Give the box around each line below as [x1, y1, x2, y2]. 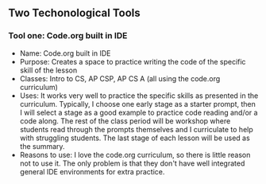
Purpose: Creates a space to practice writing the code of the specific [19, 57, 246, 66]
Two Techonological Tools [8, 6, 141, 20]
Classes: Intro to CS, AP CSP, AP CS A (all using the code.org [19, 73, 221, 83]
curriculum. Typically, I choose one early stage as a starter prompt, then [19, 99, 256, 108]
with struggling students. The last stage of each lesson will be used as [19, 133, 250, 143]
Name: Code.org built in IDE [19, 48, 111, 58]
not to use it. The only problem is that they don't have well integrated [19, 159, 245, 168]
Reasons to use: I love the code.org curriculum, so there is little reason [19, 150, 251, 159]
